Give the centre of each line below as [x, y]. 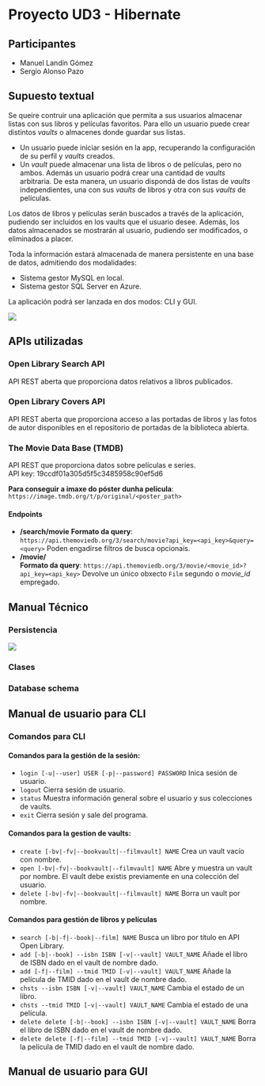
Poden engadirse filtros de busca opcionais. [118, 549]
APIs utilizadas [46, 341]
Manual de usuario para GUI [78, 1072]
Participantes [42, 44]
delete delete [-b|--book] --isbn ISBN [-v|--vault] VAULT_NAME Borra [138, 1021]
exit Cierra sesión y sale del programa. [84, 815]
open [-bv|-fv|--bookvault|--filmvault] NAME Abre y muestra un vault [136, 868]
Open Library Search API [57, 364]
